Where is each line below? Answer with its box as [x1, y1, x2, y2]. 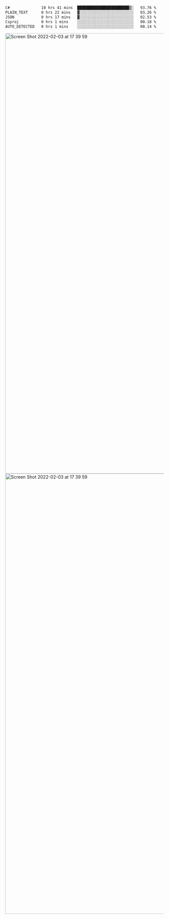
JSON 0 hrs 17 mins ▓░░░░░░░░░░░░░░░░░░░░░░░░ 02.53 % [5, 15, 156, 20]
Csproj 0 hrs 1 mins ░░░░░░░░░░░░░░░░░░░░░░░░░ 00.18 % [5, 19, 156, 24]
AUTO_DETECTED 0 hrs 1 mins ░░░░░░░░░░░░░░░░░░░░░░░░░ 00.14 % [5, 24, 156, 29]
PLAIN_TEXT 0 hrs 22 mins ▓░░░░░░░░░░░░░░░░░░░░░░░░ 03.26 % [5, 10, 156, 15]
